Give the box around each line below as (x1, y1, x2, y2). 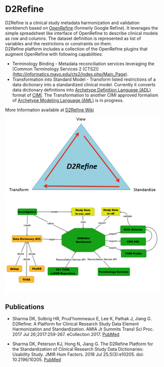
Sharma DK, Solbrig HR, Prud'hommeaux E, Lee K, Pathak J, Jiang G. (12, 316, 152, 322)
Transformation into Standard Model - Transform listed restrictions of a (12, 76, 156, 82)
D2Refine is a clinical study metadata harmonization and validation (5, 20, 140, 26)
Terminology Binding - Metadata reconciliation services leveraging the (12, 61, 155, 67)
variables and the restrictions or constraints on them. (5, 40, 112, 46)
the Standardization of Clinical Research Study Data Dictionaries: (12, 346, 144, 352)
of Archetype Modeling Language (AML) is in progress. (12, 97, 124, 103)
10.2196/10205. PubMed (12, 357, 61, 363)
